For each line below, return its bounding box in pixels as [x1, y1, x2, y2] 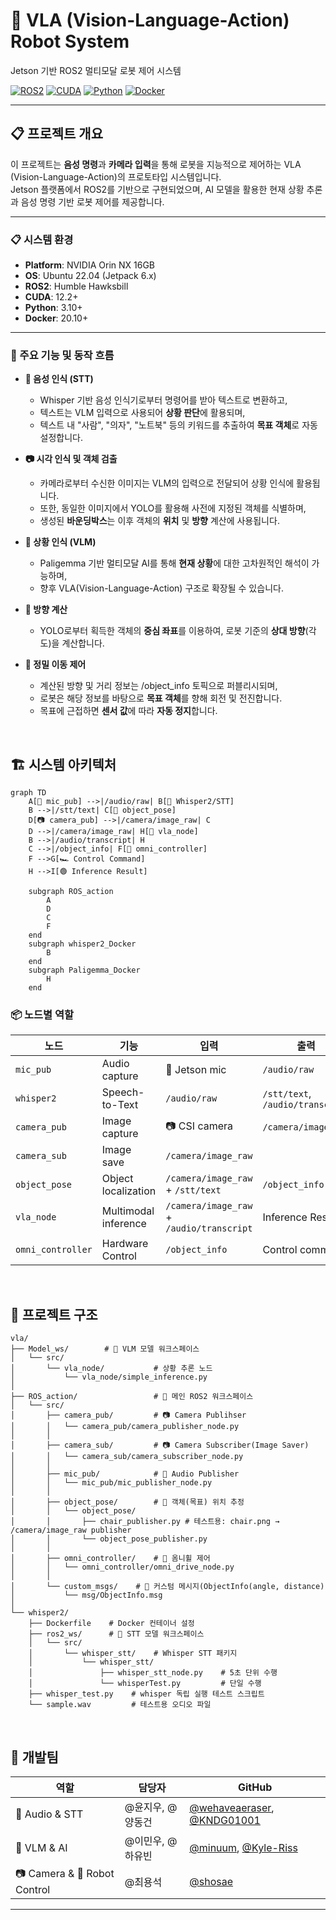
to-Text [101, 1098, 139, 1112]
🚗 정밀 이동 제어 [24, 659, 87, 671]
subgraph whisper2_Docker [28, 939, 137, 949]
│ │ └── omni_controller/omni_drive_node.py [10, 1562, 235, 1573]
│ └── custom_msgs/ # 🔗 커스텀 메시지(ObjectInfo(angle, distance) [10, 1582, 325, 1592]
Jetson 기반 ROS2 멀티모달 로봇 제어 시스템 [10, 64, 182, 76]
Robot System [10, 30, 130, 53]
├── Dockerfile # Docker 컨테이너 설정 [28, 1619, 195, 1629]
